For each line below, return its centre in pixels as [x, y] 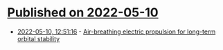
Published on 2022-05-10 [83, 13]
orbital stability [38, 38]
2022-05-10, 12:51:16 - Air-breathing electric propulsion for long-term [116, 32]
